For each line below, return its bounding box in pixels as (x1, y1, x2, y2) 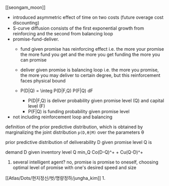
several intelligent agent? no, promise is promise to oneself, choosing (12, 159, 159, 165)
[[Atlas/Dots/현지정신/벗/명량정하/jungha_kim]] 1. (5, 175, 106, 181)
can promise (20, 57, 47, 63)
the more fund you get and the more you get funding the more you (20, 51, 160, 57)
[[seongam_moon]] (5, 5, 46, 10)
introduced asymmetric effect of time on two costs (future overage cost (12, 14, 164, 20)
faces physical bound (20, 78, 66, 84)
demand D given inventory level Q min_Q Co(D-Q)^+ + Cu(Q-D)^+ (5, 149, 143, 155)
